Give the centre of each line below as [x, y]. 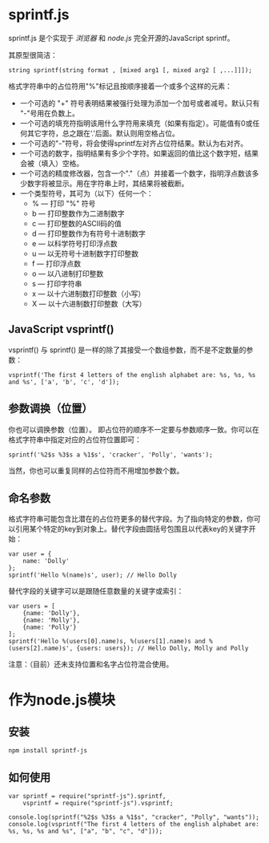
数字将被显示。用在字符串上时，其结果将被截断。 [108, 183]
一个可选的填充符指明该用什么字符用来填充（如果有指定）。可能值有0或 [136, 123]
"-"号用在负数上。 [50, 113]
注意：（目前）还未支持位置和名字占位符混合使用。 [91, 664]
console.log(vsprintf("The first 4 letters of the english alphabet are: [134, 825]
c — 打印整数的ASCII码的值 [76, 223]
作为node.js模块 [62, 700]
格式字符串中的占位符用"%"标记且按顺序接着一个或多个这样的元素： [120, 86]
